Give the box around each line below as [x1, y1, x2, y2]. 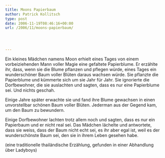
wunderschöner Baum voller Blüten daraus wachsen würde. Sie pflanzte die [5, 72, 159, 78]
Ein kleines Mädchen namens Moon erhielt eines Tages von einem [5, 56, 139, 62]
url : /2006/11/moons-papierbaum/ [5, 26, 74, 30]
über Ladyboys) [5, 147, 37, 153]
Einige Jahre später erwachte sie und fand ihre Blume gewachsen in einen [5, 97, 156, 103]
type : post [5, 16, 27, 21]
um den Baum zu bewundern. [5, 107, 65, 113]
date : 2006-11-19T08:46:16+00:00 [5, 21, 74, 26]
